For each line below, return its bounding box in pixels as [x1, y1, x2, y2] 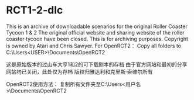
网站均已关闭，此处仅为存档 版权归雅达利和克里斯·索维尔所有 [6, 68, 153, 75]
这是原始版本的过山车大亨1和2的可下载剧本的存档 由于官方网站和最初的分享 [6, 61, 188, 68]
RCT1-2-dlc [6, 4, 63, 17]
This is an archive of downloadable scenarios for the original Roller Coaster [6, 23, 188, 30]
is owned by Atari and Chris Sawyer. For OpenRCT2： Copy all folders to [6, 42, 182, 49]
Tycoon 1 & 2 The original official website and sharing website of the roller [6, 29, 185, 36]
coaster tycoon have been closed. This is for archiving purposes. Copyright [6, 35, 189, 42]
